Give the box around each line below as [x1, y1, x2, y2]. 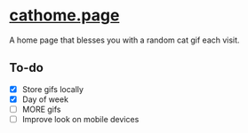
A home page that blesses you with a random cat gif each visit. [9, 35, 240, 45]
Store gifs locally [21, 83, 84, 94]
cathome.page [9, 5, 120, 26]
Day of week [21, 94, 69, 105]
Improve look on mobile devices [21, 113, 140, 124]
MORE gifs [21, 104, 61, 114]
